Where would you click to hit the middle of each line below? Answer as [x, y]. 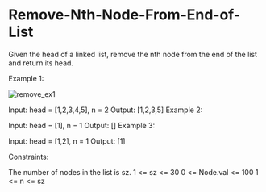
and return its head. [41, 63]
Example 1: [26, 78]
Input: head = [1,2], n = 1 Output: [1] [67, 141]
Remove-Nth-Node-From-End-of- [125, 15]
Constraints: [29, 157]
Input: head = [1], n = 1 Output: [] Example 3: [82, 125]
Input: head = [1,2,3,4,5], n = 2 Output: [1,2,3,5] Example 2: [106, 110]
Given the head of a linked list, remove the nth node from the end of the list [133, 54]
